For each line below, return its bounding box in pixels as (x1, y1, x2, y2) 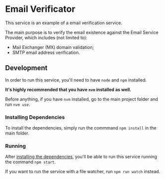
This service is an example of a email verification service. (5, 20, 122, 26)
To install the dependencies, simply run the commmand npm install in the (5, 125, 157, 131)
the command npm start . (5, 159, 56, 165)
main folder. (5, 130, 30, 136)
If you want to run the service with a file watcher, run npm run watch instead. (5, 169, 161, 175)
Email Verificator (5, 3, 76, 15)
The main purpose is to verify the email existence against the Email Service (5, 29, 159, 35)
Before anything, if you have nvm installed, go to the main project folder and (5, 96, 159, 102)
